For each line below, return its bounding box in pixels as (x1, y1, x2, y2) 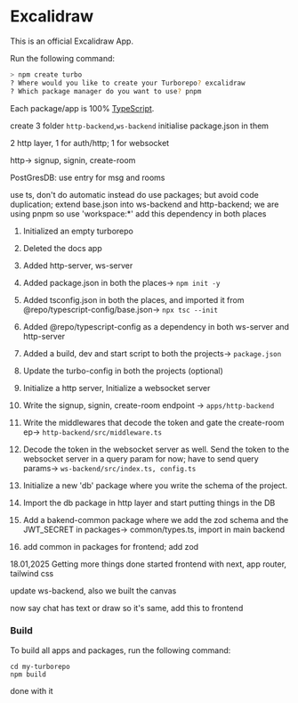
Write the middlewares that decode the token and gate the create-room (22, 417, 285, 428)
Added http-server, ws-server (22, 260, 133, 271)
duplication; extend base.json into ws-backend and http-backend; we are (10, 199, 279, 209)
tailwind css (10, 568, 54, 578)
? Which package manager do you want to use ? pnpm (10, 86, 202, 95)
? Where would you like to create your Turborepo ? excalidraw (10, 78, 246, 87)
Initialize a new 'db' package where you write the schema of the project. (22, 479, 288, 491)
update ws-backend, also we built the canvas (10, 585, 177, 596)
